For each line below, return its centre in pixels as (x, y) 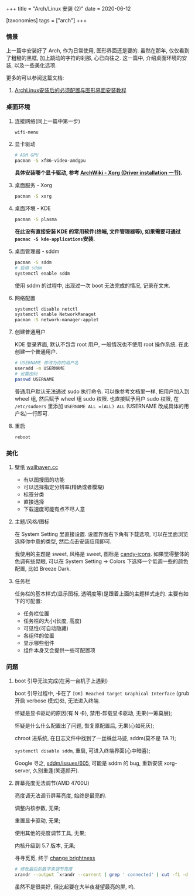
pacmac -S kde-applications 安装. (55, 239)
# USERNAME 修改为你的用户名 (47, 363)
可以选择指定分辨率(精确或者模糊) (64, 487)
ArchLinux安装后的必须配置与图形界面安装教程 (71, 91)
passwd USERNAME (34, 379)
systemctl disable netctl (46, 309)
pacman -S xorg (33, 196)
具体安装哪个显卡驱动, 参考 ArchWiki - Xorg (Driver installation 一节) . (98, 173)
